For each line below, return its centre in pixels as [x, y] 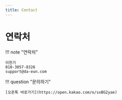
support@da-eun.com [26, 71]
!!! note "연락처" [22, 52]
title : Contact [22, 10]
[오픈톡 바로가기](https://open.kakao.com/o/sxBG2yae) [61, 92]
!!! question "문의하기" [28, 82]
